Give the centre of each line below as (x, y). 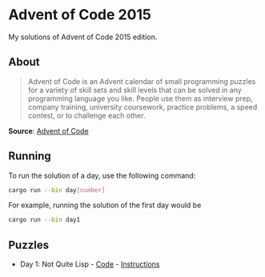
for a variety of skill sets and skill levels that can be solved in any (135, 90)
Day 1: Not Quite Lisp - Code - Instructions (90, 264)
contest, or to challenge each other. (86, 115)
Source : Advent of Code (49, 130)
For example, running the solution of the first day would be (105, 205)
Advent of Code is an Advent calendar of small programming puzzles (142, 81)
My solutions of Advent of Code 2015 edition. (83, 37)
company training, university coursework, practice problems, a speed (143, 106)
